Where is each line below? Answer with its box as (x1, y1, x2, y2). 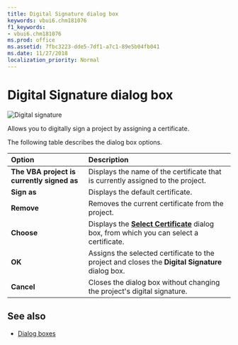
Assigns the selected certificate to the (88, 248, 215, 258)
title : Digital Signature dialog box (7, 10, 119, 18)
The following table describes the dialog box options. (7, 137, 163, 146)
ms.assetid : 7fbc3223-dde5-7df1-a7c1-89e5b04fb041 (7, 43, 160, 50)
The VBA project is (11, 166, 76, 176)
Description (88, 154, 129, 164)
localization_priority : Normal (7, 57, 100, 64)
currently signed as (11, 175, 79, 185)
